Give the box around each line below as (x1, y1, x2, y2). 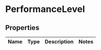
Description (45, 38, 74, 45)
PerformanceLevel (5, 3, 85, 15)
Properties (5, 23, 40, 32)
